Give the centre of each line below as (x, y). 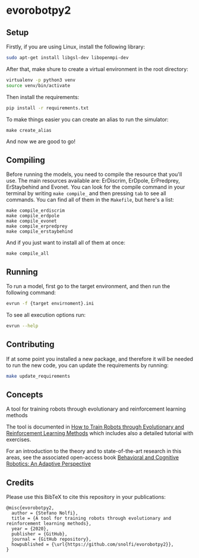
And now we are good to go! (41, 141)
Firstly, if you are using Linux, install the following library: (76, 47)
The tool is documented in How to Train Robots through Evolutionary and (95, 427)
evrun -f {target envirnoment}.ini (50, 304)
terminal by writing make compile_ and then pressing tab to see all (86, 193)
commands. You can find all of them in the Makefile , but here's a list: (90, 200)
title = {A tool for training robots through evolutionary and (91, 519)
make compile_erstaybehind (40, 232)
